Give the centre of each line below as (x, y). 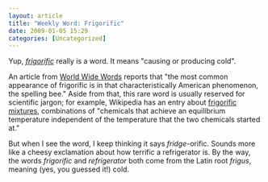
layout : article (36, 16)
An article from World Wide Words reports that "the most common (118, 77)
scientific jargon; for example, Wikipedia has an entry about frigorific (123, 102)
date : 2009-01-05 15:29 (48, 31)
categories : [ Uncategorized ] (57, 38)
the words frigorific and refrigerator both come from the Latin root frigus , (130, 161)
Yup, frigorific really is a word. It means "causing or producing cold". (122, 61)
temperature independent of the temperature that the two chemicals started (134, 120)
